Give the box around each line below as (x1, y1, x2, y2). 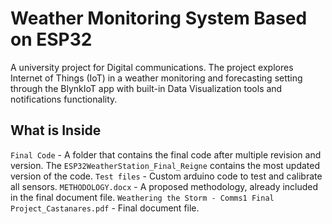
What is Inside (10, 122, 102, 139)
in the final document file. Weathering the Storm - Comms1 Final (10, 191, 275, 203)
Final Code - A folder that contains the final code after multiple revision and (10, 148, 322, 161)
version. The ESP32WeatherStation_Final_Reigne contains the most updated (10, 159, 321, 171)
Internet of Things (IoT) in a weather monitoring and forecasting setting (10, 72, 303, 84)
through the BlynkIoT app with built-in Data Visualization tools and (10, 82, 283, 94)
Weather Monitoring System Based (10, 7, 308, 30)
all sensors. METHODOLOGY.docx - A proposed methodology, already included (10, 180, 319, 192)
